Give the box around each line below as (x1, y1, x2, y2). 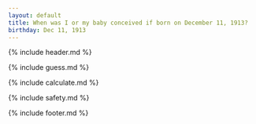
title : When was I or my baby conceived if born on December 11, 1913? (8, 19, 248, 27)
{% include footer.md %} (8, 108, 89, 118)
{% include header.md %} (8, 48, 92, 57)
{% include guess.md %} (8, 63, 89, 72)
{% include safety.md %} (8, 93, 90, 103)
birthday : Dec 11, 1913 (8, 26, 87, 34)
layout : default (8, 11, 61, 20)
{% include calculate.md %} (8, 78, 99, 87)
